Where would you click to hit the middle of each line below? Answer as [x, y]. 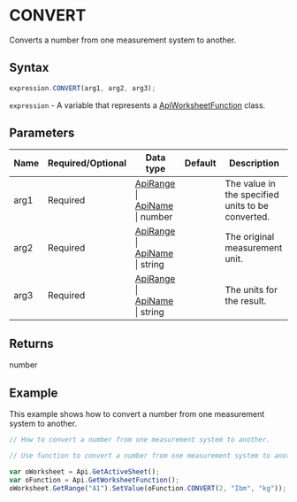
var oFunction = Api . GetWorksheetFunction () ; [94, 480]
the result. [246, 301]
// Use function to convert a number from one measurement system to [140, 456]
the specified [252, 195]
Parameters [42, 133]
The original [250, 237]
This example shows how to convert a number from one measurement [137, 414]
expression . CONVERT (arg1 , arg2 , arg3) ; [83, 88]
